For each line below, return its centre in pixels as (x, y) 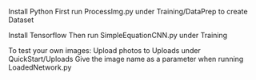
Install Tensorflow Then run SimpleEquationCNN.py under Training (118, 35)
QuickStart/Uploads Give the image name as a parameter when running (126, 59)
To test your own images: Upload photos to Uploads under (105, 50)
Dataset (21, 20)
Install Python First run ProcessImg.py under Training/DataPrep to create (128, 11)
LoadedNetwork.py (40, 67)
